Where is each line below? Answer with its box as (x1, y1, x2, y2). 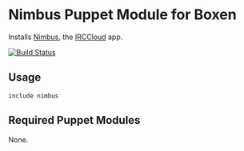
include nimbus (8, 92, 59, 100)
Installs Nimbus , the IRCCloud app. (8, 32, 123, 42)
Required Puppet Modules (8, 113, 141, 127)
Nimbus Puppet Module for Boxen (8, 6, 238, 24)
